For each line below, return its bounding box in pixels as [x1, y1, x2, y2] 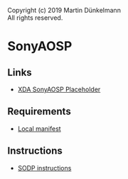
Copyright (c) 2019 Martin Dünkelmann [7, 6, 121, 14]
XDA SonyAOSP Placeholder [17, 85, 101, 93]
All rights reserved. [7, 13, 63, 22]
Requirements [7, 105, 71, 117]
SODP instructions [17, 163, 72, 172]
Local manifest [17, 124, 62, 133]
